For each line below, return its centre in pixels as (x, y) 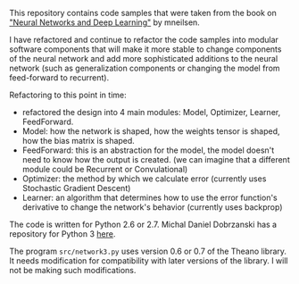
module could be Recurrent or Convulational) (105, 169)
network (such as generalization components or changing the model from (145, 68)
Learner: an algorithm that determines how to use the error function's (150, 197)
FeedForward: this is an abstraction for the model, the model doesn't (148, 150)
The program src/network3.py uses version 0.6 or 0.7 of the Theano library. (148, 251)
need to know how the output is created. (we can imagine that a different (156, 159)
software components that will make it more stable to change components (145, 49)
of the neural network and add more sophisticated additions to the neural (144, 58)
